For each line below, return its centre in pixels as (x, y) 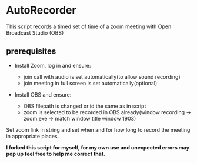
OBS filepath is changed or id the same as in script (85, 106)
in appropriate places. (33, 136)
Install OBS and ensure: (43, 94)
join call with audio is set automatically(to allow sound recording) (102, 76)
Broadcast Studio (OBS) (35, 32)
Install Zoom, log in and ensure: (53, 65)
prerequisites (31, 51)
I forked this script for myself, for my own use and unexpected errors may (98, 147)
